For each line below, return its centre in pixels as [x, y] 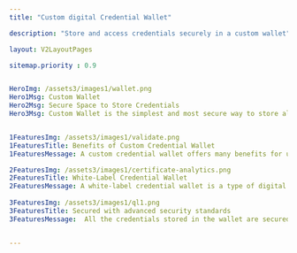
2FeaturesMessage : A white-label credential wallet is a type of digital [148, 187]
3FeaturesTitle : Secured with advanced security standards [120, 211]
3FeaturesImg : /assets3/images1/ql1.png [85, 203]
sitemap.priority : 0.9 [53, 65]
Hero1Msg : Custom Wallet [55, 97]
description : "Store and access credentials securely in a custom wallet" [150, 33]
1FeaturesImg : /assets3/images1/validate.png [94, 137]
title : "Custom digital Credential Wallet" [91, 17]
